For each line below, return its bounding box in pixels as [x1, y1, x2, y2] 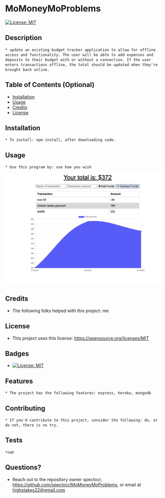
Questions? [5, 463, 41, 472]
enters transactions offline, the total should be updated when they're [5, 62, 158, 67]
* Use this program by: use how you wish [5, 165, 92, 170]
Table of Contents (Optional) [5, 81, 95, 89]
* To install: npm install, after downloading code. [5, 137, 116, 142]
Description [5, 34, 42, 42]
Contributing [5, 404, 45, 412]
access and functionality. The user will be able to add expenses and [5, 52, 154, 57]
